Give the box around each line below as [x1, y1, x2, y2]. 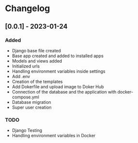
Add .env [12, 73, 30, 79]
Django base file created [12, 48, 61, 53]
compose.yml [12, 94, 40, 100]
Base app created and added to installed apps [12, 53, 104, 59]
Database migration [12, 99, 52, 105]
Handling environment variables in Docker [12, 133, 96, 139]
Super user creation [12, 104, 52, 110]
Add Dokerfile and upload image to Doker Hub [12, 83, 104, 90]
